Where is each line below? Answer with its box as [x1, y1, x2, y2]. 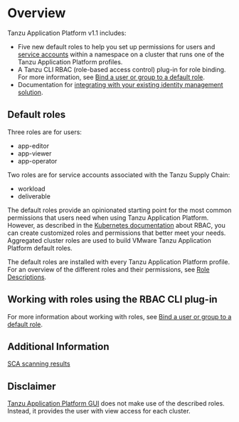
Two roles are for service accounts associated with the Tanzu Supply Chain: [7, 170, 230, 179]
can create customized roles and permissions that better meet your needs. [7, 228, 226, 237]
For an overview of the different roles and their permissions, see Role [7, 265, 210, 273]
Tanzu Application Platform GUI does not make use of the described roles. [7, 399, 225, 408]
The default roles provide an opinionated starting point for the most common [7, 206, 232, 214]
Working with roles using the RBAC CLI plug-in [7, 293, 218, 306]
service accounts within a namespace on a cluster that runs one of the [17, 50, 225, 59]
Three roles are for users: [7, 127, 82, 136]
